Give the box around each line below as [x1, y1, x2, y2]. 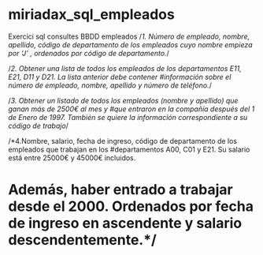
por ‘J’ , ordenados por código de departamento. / [8, 48, 169, 58]
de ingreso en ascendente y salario [8, 215, 243, 232]
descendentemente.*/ [8, 231, 157, 249]
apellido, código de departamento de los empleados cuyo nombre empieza [8, 39, 253, 49]
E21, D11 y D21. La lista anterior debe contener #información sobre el [8, 72, 232, 81]
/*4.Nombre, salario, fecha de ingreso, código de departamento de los [8, 136, 238, 145]
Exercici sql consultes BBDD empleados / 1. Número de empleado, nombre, [8, 32, 250, 41]
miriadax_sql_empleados [8, 6, 175, 24]
